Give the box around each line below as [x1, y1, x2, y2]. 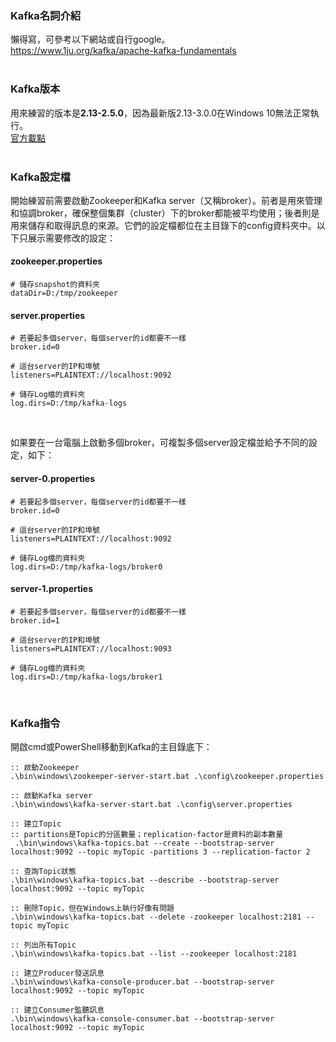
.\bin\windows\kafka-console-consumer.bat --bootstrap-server [10, 1014, 275, 1024]
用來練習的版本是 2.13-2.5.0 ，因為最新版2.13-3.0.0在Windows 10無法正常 [10, 107, 311, 119]
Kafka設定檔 [10, 170, 71, 184]
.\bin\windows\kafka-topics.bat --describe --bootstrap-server [10, 875, 280, 885]
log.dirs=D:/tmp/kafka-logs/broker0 [10, 562, 163, 572]
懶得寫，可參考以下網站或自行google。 [10, 33, 171, 46]
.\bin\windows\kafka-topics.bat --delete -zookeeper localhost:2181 [10, 912, 302, 922]
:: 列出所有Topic [10, 940, 77, 950]
